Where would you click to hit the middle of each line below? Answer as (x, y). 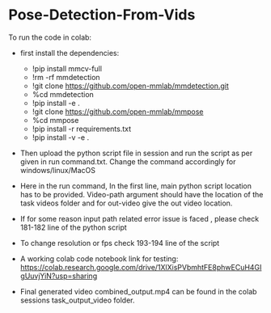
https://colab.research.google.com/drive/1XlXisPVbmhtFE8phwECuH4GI (141, 267)
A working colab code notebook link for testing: (99, 258)
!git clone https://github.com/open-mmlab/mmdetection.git (130, 86)
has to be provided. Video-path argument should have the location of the (142, 194)
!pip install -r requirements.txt (82, 129)
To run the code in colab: (50, 37)
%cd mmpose (55, 120)
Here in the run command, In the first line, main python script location (136, 186)
